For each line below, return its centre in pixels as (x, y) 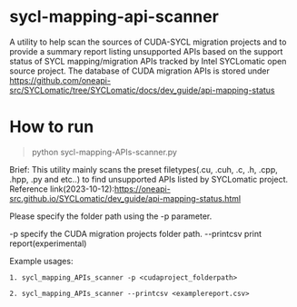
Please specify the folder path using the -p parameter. (111, 216)
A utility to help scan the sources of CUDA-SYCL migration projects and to (148, 42)
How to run (52, 127)
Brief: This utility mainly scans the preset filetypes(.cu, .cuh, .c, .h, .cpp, (144, 169)
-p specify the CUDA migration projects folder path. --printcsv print (135, 233)
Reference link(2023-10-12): (62, 189)
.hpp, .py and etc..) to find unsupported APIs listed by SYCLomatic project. (149, 179)
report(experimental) (48, 243)
